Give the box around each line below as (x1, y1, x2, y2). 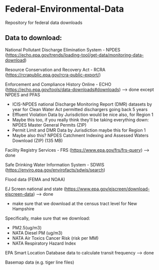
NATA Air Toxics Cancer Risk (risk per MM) (12, 235, 99, 241)
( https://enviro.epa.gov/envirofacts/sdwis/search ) (5, 167, 106, 173)
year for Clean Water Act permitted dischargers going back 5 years (12, 106, 148, 112)
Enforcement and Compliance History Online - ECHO (5, 81, 112, 87)
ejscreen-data (5, 191, 33, 197)
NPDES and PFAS (5, 91, 41, 97)
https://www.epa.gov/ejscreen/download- (65, 186, 150, 192)
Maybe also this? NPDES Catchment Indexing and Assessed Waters (12, 132, 149, 138)
